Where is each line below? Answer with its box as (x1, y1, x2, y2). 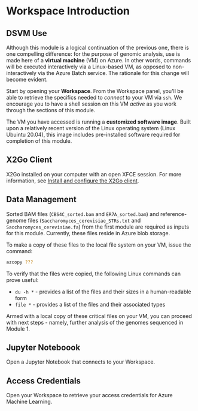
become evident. (6, 76, 48, 83)
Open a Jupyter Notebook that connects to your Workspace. (6, 358, 156, 365)
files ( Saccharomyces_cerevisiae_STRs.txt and (28, 217, 141, 224)
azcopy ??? (6, 259, 33, 265)
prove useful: (6, 276, 39, 283)
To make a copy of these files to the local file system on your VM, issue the (6, 241, 191, 248)
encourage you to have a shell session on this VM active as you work (6, 100, 176, 107)
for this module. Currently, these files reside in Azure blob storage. (6, 229, 170, 236)
